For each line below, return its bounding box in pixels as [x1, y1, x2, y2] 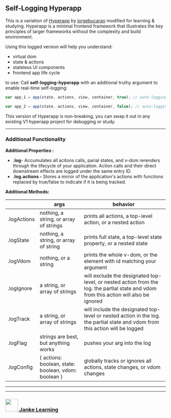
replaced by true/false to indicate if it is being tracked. [12, 179, 126, 185]
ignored [83, 297, 103, 304]
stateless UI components [12, 64, 65, 70]
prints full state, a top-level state [83, 233, 162, 240]
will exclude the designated [83, 272, 149, 279]
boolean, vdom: [40, 367, 77, 374]
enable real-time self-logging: [5, 85, 68, 91]
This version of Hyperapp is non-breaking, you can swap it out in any [5, 113, 151, 119]
